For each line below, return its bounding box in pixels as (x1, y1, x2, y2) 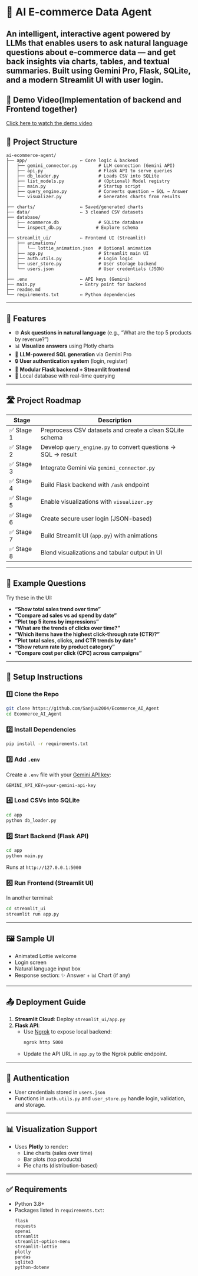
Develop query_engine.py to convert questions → (40, 442, 176, 451)
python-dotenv (14, 1264, 49, 1270)
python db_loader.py (6, 817, 57, 824)
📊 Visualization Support (6, 1124, 98, 1134)
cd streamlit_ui (6, 906, 46, 911)
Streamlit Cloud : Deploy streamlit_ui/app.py (14, 1016, 126, 1023)
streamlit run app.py (6, 911, 60, 917)
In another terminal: (6, 894, 54, 901)
